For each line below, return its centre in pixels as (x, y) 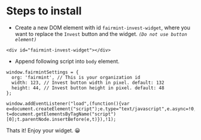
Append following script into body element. (67, 61)
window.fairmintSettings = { (42, 72)
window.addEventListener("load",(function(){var (68, 104)
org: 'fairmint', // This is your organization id (76, 77)
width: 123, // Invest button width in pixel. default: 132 (88, 83)
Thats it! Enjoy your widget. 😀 (43, 130)
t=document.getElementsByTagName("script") (61, 114)
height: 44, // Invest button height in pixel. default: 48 (88, 88)
